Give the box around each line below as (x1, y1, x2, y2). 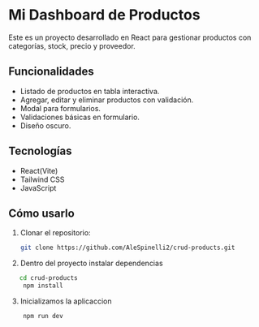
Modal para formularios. (19, 103, 101, 113)
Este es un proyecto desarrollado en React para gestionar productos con (8, 32, 252, 42)
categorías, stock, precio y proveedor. (8, 41, 136, 50)
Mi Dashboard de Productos (8, 6, 201, 24)
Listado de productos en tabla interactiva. (19, 86, 160, 96)
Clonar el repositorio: (19, 228, 91, 238)
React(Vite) (19, 166, 58, 175)
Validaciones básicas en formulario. (19, 112, 140, 122)
